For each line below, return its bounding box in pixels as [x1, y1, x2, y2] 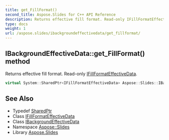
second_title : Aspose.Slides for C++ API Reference [5, 12, 116, 17]
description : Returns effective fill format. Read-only [5, 17, 125, 22]
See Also [5, 94, 34, 103]
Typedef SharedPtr [12, 108, 52, 114]
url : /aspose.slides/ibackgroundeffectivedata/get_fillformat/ [5, 31, 141, 36]
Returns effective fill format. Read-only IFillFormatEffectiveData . [5, 71, 137, 77]
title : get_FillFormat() [5, 7, 57, 13]
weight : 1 [5, 26, 26, 31]
